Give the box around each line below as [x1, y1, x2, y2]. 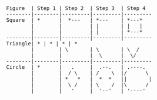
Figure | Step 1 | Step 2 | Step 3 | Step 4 [6, 5, 146, 11]
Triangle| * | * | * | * [6, 41, 78, 46]
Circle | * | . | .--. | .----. [6, 64, 146, 70]
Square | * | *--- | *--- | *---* [6, 17, 143, 23]
